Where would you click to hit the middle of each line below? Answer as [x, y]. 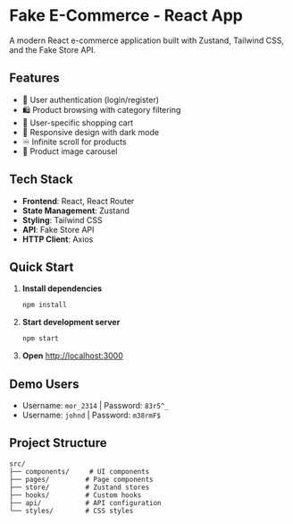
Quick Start [42, 266]
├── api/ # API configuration [86, 503]
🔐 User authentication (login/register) [90, 99]
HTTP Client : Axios [58, 239]
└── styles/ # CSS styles [71, 511]
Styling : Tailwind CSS [62, 219]
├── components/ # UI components [80, 471]
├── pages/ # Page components [81, 479]
